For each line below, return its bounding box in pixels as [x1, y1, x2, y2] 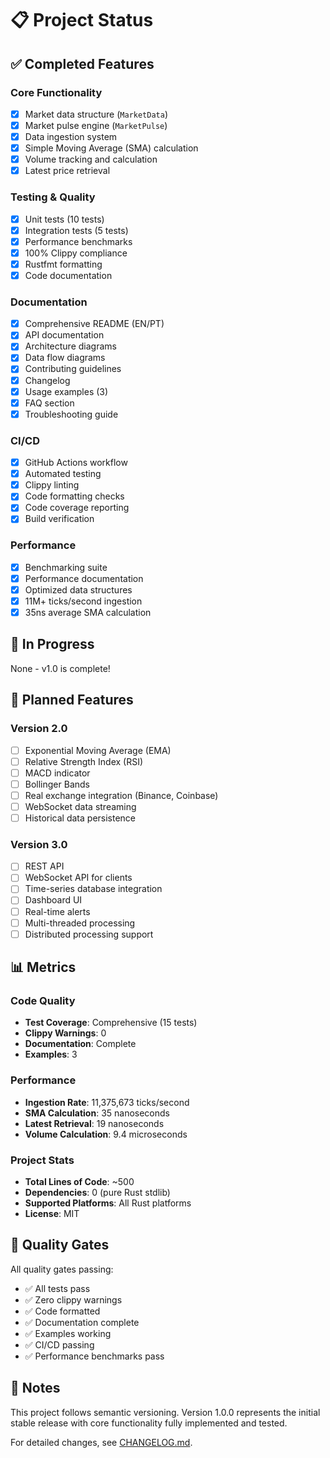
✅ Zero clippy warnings [24, 1293, 123, 1306]
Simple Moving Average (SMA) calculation [24, 142, 199, 154]
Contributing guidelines [24, 363, 122, 375]
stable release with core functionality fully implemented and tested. [10, 1417, 288, 1429]
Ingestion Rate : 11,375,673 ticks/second [24, 1096, 190, 1108]
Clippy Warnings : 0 [24, 1027, 107, 1039]
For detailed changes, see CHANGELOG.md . [10, 1436, 193, 1448]
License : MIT [24, 1208, 80, 1220]
